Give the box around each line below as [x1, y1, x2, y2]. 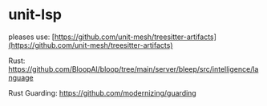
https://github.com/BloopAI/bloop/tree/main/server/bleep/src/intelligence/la [8, 64, 259, 73]
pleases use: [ [8, 32, 55, 41]
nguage [8, 73, 34, 82]
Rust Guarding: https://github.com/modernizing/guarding [8, 88, 196, 97]
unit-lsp [8, 6, 63, 24]
